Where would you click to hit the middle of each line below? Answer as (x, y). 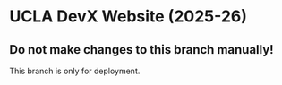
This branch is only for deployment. (75, 71)
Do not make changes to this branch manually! (142, 50)
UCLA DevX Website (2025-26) (128, 17)
